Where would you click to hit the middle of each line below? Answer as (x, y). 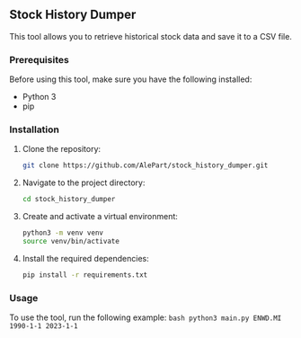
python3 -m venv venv (63, 233)
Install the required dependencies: (86, 258)
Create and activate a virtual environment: (100, 217)
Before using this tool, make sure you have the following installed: (131, 79)
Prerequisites (39, 59)
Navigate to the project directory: (84, 182)
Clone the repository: (62, 149)
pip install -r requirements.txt (85, 275)
